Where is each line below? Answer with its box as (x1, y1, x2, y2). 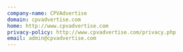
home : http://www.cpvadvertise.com (7, 22, 109, 29)
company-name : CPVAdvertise (7, 9, 88, 17)
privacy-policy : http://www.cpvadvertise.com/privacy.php (7, 28, 176, 36)
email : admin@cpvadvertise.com (7, 35, 97, 42)
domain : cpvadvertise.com (7, 16, 81, 23)
